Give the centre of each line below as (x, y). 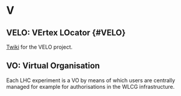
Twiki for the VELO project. (39, 47)
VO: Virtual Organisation (53, 66)
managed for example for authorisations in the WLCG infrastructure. (91, 86)
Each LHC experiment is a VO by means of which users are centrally (91, 80)
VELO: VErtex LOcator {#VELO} (66, 33)
